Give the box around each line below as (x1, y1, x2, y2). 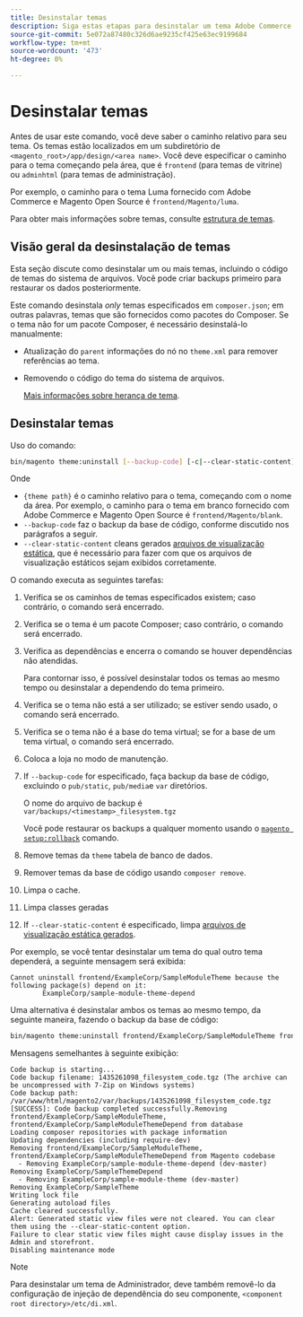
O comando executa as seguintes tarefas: (10, 575, 164, 586)
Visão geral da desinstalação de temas (10, 240, 231, 255)
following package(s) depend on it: (10, 981, 147, 990)
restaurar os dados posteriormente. (10, 282, 142, 292)
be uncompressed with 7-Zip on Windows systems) (10, 1081, 195, 1090)
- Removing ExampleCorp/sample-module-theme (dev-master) (18, 1175, 240, 1184)
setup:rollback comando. (22, 833, 119, 843)
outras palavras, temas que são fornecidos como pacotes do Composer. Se (10, 309, 290, 319)
